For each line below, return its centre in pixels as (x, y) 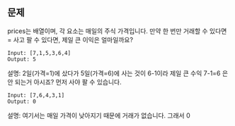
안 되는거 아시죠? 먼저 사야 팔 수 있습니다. (64, 82)
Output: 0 (22, 101)
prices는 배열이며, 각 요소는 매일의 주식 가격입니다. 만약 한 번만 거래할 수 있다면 (117, 31)
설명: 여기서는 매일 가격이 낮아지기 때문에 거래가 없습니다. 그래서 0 (99, 115)
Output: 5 (22, 59)
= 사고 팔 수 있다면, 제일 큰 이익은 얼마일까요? (70, 39)
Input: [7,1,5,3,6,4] (39, 53)
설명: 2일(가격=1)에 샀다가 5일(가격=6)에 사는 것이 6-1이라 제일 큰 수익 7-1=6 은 (118, 73)
